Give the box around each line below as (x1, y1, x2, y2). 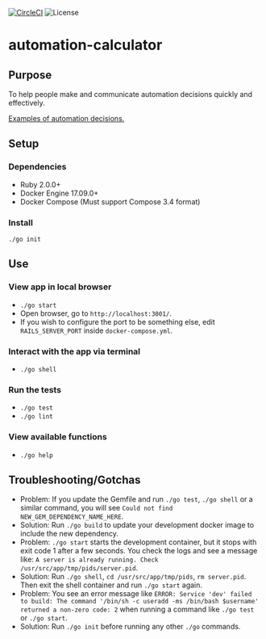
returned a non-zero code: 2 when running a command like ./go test (19, 604, 255, 614)
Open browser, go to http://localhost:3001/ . (19, 308, 172, 318)
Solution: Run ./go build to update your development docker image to (19, 520, 255, 530)
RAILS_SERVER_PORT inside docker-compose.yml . (19, 326, 173, 335)
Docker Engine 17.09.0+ (19, 188, 99, 198)
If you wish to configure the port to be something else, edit (19, 317, 215, 326)
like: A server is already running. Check (19, 554, 159, 565)
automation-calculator (8, 36, 163, 54)
